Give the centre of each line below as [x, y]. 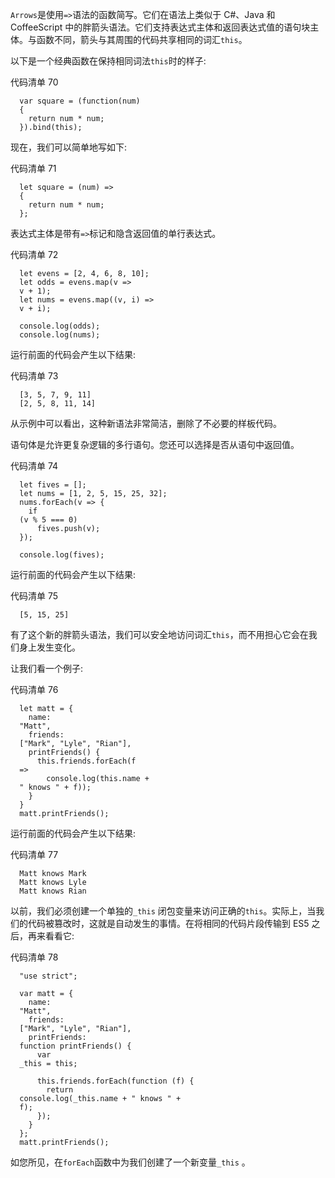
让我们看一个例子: [47, 668]
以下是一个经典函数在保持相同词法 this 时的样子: [108, 61]
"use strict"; [48, 976]
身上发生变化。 [49, 647]
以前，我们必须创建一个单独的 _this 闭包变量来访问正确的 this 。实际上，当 [163, 911]
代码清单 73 [34, 376]
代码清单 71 [33, 168]
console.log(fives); [62, 555]
